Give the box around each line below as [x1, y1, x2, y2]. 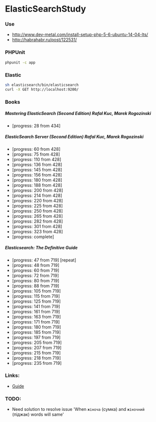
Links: [5, 372, 20, 379]
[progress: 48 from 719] [12, 262, 59, 268]
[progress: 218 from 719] [12, 355, 61, 361]
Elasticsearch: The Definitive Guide [5, 245, 78, 251]
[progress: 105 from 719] [12, 288, 61, 294]
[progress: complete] [12, 234, 54, 240]
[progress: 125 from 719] [12, 298, 61, 304]
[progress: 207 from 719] [12, 344, 62, 350]
